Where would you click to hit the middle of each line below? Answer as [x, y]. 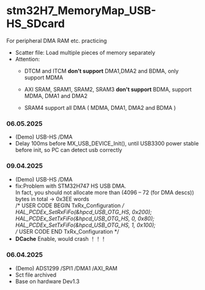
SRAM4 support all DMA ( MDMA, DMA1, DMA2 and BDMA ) [100, 107]
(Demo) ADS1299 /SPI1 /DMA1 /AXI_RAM [66, 268]
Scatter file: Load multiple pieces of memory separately [85, 52]
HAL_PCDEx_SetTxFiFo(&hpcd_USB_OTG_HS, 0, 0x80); [85, 218]
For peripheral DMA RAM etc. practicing [57, 40]
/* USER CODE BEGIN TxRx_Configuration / [69, 205]
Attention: [28, 59]
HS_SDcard [36, 24]
